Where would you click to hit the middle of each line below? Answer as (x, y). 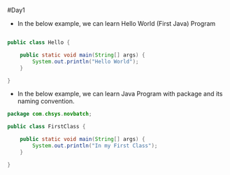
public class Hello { (39, 43)
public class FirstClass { (46, 127)
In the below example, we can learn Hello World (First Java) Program (116, 23)
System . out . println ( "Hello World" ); (86, 61)
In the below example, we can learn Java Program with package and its (120, 94)
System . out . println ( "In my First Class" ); (95, 146)
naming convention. (46, 101)
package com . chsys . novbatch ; (50, 114)
